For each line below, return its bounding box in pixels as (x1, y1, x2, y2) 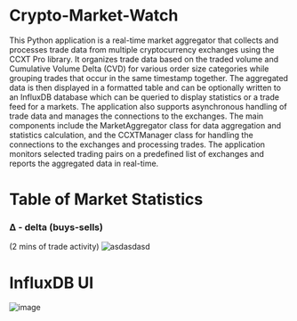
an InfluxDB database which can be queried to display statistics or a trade (9, 91, 280, 103)
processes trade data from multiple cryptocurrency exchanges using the (9, 44, 275, 54)
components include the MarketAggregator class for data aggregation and (9, 119, 282, 130)
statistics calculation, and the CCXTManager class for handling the (9, 129, 253, 140)
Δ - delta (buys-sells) (9, 221, 104, 234)
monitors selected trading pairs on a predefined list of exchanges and (9, 148, 264, 159)
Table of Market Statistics (9, 189, 204, 210)
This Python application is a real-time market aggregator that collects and (9, 35, 279, 45)
